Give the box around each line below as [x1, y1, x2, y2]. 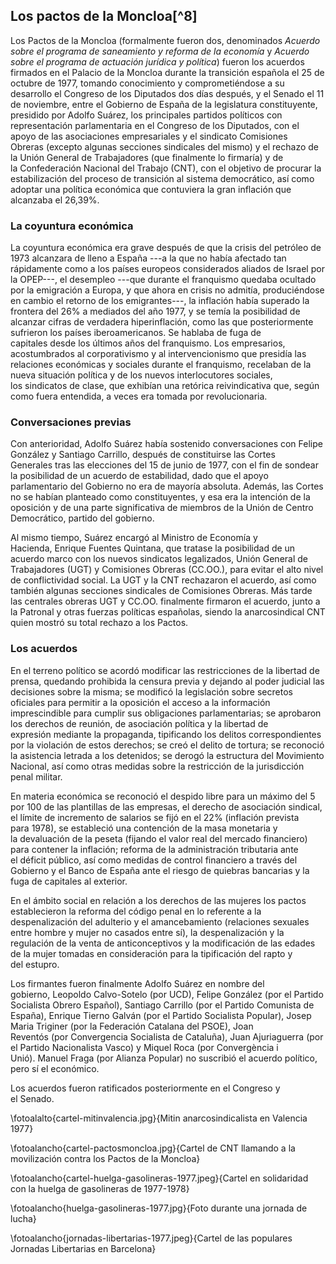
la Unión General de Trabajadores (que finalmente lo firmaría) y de [10, 151, 284, 163]
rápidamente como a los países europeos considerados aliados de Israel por [10, 263, 325, 275]
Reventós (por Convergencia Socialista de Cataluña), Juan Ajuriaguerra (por [10, 1030, 324, 1043]
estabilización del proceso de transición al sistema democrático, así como [10, 172, 315, 184]
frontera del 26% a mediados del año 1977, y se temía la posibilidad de [10, 305, 301, 318]
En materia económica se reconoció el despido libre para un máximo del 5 [10, 790, 316, 802]
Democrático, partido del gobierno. [10, 512, 155, 524]
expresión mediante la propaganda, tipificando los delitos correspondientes [10, 728, 322, 740]
